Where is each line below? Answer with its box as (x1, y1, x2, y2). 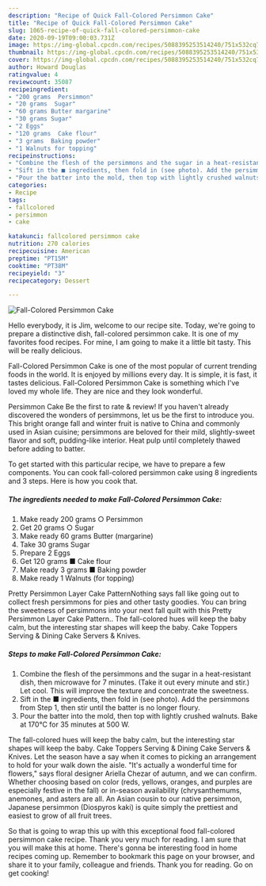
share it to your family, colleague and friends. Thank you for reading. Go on (8, 860, 253, 869)
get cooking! (8, 869, 50, 878)
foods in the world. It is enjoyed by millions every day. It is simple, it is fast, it (8, 370, 257, 379)
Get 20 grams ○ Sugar (19, 523, 95, 532)
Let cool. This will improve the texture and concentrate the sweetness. (19, 686, 249, 696)
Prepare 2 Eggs (19, 548, 71, 558)
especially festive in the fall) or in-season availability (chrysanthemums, (8, 786, 242, 796)
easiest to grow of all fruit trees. (8, 811, 112, 821)
